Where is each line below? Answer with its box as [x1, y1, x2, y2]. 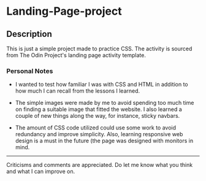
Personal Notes [6, 66, 53, 75]
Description [6, 29, 52, 39]
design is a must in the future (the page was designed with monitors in [15, 137, 194, 145]
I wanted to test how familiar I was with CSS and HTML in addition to [15, 81, 188, 88]
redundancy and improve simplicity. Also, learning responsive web [15, 131, 183, 138]
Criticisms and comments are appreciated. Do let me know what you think [6, 161, 193, 169]
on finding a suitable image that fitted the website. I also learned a [15, 106, 182, 113]
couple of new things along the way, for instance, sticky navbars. [15, 112, 180, 120]
